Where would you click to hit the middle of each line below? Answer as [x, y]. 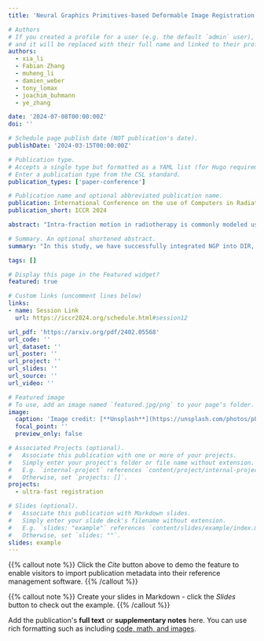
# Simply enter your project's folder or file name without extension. [132, 463]
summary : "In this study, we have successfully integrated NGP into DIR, [132, 246]
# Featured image [37, 397]
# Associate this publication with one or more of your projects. [123, 455]
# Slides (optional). [44, 506]
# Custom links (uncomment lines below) [75, 296]
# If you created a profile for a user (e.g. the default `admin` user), [132, 37]
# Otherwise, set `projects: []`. [68, 477]
